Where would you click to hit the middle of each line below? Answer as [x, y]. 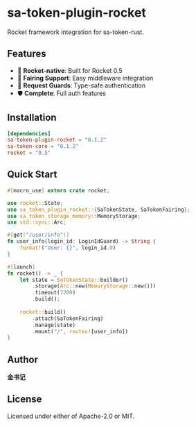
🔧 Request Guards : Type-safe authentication [81, 85]
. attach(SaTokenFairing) [68, 318]
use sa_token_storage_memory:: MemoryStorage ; [74, 216]
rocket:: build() [43, 312]
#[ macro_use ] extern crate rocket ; [59, 190]
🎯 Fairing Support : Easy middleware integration [85, 78]
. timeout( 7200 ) [54, 293]
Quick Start [32, 175]
